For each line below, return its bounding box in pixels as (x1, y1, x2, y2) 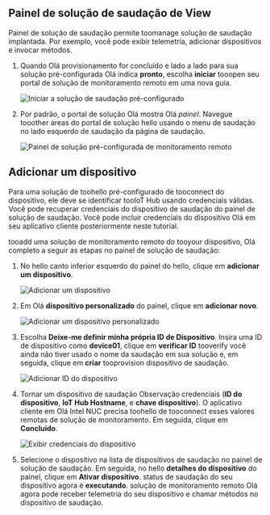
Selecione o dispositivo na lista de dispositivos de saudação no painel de (19, 454, 263, 464)
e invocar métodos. (8, 44, 73, 55)
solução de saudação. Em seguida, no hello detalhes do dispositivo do (19, 463, 257, 473)
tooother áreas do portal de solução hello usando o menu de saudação (19, 117, 256, 128)
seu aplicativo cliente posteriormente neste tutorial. (8, 221, 179, 231)
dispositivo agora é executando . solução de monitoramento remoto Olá (19, 480, 258, 490)
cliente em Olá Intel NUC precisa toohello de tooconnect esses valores (19, 406, 255, 416)
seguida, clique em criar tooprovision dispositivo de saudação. (19, 358, 230, 367)
